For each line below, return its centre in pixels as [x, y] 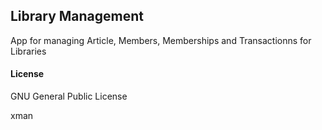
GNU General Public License [69, 96]
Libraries [28, 51]
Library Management [77, 16]
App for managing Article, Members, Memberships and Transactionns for [161, 40]
